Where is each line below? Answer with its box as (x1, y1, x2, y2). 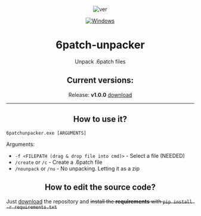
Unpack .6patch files (75, 57, 126, 65)
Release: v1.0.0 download (68, 91, 132, 98)
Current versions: (66, 75, 134, 86)
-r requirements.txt (6, 204, 58, 211)
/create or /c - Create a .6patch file (14, 159, 103, 166)
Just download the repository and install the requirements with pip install (6, 198, 193, 205)
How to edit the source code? (44, 182, 156, 192)
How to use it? (73, 114, 127, 124)
